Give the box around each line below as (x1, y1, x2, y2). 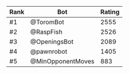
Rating (100, 8, 120, 16)
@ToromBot (30, 18, 64, 26)
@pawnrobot (30, 48, 68, 56)
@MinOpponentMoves (30, 57, 95, 65)
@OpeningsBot (30, 37, 74, 46)
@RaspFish (30, 28, 63, 36)
